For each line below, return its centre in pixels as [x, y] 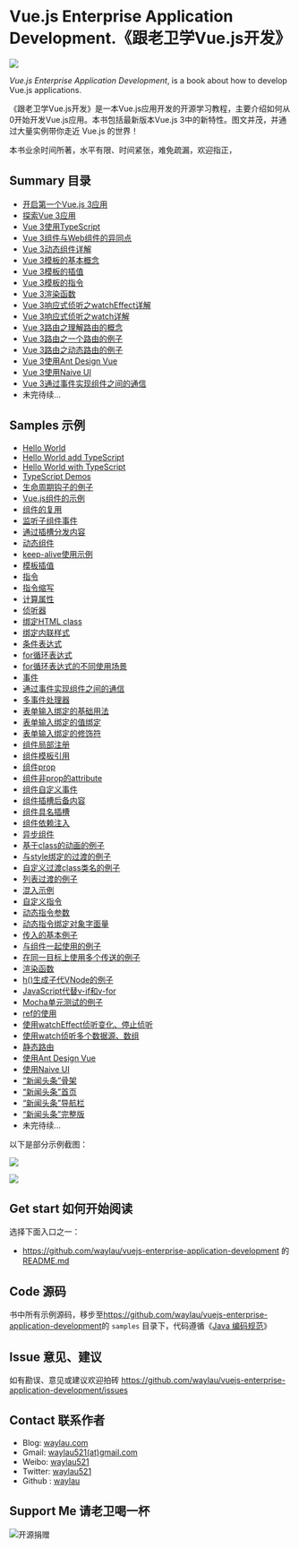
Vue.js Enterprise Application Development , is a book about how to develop [149, 80]
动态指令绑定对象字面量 [65, 924]
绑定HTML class [52, 621]
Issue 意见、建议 [56, 1357]
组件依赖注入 [46, 822]
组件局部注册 [46, 744]
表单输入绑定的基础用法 [65, 710]
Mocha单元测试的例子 [62, 1002]
